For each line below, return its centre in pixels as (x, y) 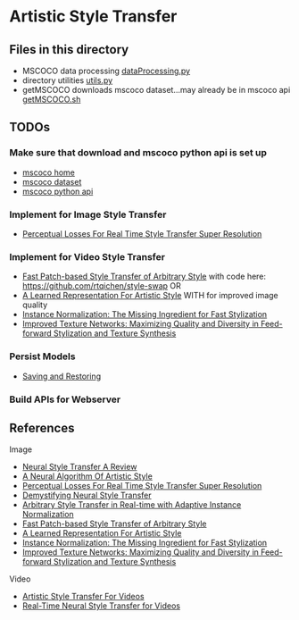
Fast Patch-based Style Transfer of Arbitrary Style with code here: (144, 276)
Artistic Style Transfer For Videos (83, 597)
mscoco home (49, 172)
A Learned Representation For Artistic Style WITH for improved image (150, 296)
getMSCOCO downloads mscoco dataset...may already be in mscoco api (156, 90)
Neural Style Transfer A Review (79, 467)
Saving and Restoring (61, 376)
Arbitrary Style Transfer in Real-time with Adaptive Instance (132, 505)
